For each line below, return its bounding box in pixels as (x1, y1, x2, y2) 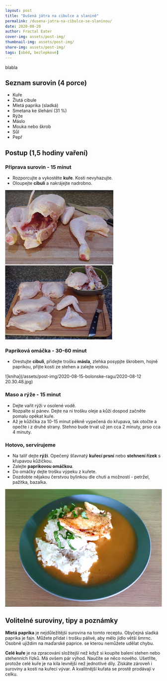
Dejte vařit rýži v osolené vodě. (12, 402, 77, 408)
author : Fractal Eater (5, 29, 52, 34)
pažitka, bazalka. (12, 479, 47, 485)
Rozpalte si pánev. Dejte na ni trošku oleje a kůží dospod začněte (12, 408, 146, 414)
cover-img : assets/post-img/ (5, 34, 66, 39)
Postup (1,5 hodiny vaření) (5, 148, 88, 157)
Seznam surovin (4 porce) (5, 79, 87, 87)
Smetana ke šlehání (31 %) (12, 108, 67, 114)
